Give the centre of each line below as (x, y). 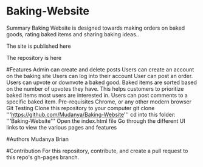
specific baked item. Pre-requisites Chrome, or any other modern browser (99, 102)
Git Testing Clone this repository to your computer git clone (81, 108)
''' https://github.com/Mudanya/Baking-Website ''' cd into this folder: (91, 114)
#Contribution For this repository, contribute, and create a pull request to (97, 151)
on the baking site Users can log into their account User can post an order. (100, 76)
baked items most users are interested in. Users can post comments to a (97, 95)
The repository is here (34, 57)
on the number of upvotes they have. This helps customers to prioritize (95, 88)
